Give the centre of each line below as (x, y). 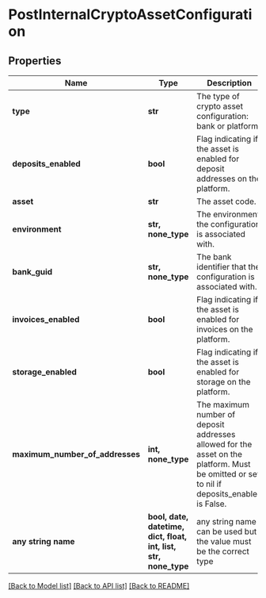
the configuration (229, 224)
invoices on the (225, 329)
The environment (228, 214)
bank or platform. (229, 126)
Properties (35, 61)
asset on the (220, 454)
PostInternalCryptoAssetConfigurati (130, 15)
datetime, (166, 527)
